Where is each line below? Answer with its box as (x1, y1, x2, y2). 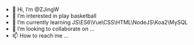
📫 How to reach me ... (12, 32, 69, 39)
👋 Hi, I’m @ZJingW (12, 6, 60, 13)
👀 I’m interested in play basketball (12, 12, 97, 19)
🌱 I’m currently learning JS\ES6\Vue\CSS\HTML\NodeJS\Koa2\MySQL (12, 19, 189, 26)
